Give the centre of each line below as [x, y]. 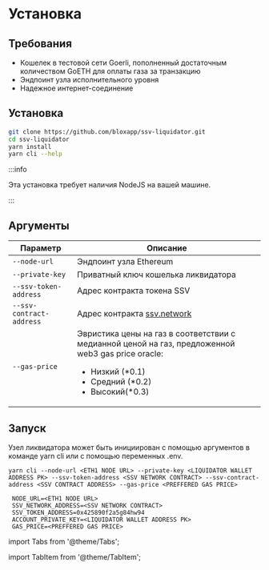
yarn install [30, 147]
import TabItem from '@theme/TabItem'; [75, 556]
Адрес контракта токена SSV [134, 291]
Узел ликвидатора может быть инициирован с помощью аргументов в [129, 447]
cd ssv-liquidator [39, 139]
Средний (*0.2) [121, 382]
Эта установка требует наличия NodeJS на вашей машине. [110, 185]
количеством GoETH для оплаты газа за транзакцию [110, 71]
